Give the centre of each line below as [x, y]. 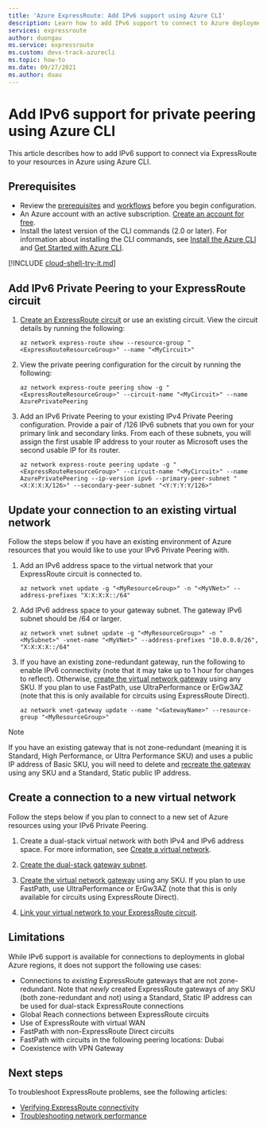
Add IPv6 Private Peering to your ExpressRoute [127, 288]
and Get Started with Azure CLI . [72, 248]
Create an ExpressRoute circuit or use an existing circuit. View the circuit [139, 320]
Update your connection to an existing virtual [122, 510]
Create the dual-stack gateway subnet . [83, 865]
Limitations [37, 937]
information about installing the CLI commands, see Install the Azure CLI [138, 239]
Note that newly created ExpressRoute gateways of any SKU [157, 989]
